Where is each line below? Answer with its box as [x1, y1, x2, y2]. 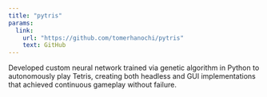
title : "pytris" [8, 11, 62, 20]
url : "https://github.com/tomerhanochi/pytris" [22, 33, 184, 42]
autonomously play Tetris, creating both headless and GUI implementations [8, 72, 256, 81]
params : [8, 19, 34, 27]
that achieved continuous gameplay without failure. [8, 80, 177, 90]
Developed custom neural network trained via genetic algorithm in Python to [8, 63, 260, 72]
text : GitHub [22, 41, 66, 49]
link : [15, 26, 34, 34]
